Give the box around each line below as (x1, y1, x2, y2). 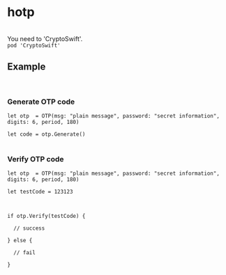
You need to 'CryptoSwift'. (7, 34, 83, 42)
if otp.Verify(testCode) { (7, 213, 86, 220)
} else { (7, 237, 33, 244)
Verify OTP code (7, 154, 64, 164)
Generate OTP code (7, 97, 75, 107)
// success (13, 225, 45, 232)
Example (7, 61, 46, 73)
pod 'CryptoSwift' (7, 42, 61, 49)
